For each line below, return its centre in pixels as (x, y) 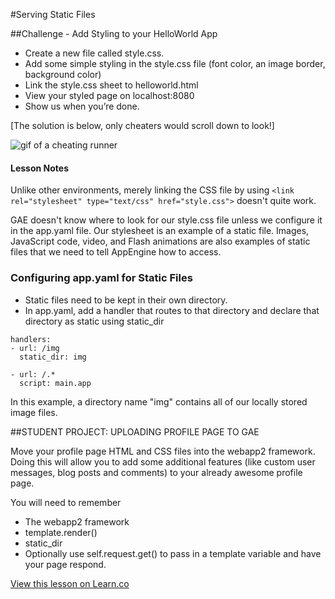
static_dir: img (53, 357)
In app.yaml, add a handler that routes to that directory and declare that (172, 310)
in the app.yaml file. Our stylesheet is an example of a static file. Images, (160, 231)
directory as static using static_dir (94, 321)
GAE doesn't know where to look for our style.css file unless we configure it (166, 220)
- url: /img (35, 348)
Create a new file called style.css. (94, 53)
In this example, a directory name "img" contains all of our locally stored (159, 401)
